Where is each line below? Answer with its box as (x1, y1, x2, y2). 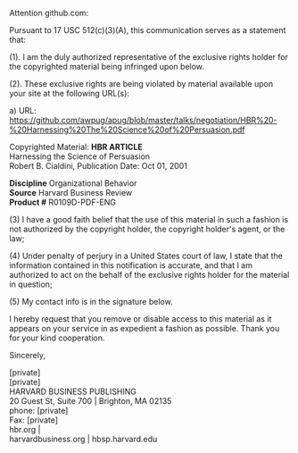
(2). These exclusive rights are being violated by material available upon (9, 79, 274, 88)
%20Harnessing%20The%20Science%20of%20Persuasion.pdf (9, 124, 245, 135)
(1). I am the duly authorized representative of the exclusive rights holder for (9, 52, 288, 62)
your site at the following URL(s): (9, 88, 129, 98)
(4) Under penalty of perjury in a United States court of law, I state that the (9, 250, 283, 261)
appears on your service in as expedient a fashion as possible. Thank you (9, 323, 280, 333)
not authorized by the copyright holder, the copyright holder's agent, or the (9, 223, 286, 234)
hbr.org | (9, 424, 41, 434)
